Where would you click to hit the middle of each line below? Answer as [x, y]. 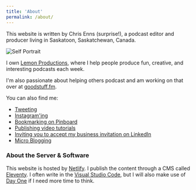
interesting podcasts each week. [45, 69]
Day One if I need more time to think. [50, 181]
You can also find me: [32, 98]
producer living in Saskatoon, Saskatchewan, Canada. [71, 40]
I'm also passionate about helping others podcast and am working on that [95, 80]
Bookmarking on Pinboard [46, 121]
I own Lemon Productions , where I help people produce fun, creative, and [95, 63]
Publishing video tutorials [45, 128]
